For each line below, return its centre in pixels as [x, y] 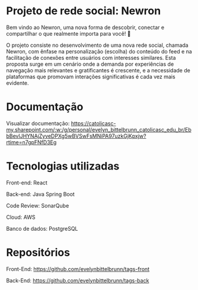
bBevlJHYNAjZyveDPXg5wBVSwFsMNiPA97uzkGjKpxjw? [76, 136]
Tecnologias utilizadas [63, 166]
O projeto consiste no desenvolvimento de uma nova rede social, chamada [97, 45]
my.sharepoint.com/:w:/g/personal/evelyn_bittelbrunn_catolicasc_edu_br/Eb [99, 129]
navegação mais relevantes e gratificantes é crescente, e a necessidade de [98, 70]
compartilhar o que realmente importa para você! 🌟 [69, 33]
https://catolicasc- [93, 123]
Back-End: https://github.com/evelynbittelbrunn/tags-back [78, 281]
